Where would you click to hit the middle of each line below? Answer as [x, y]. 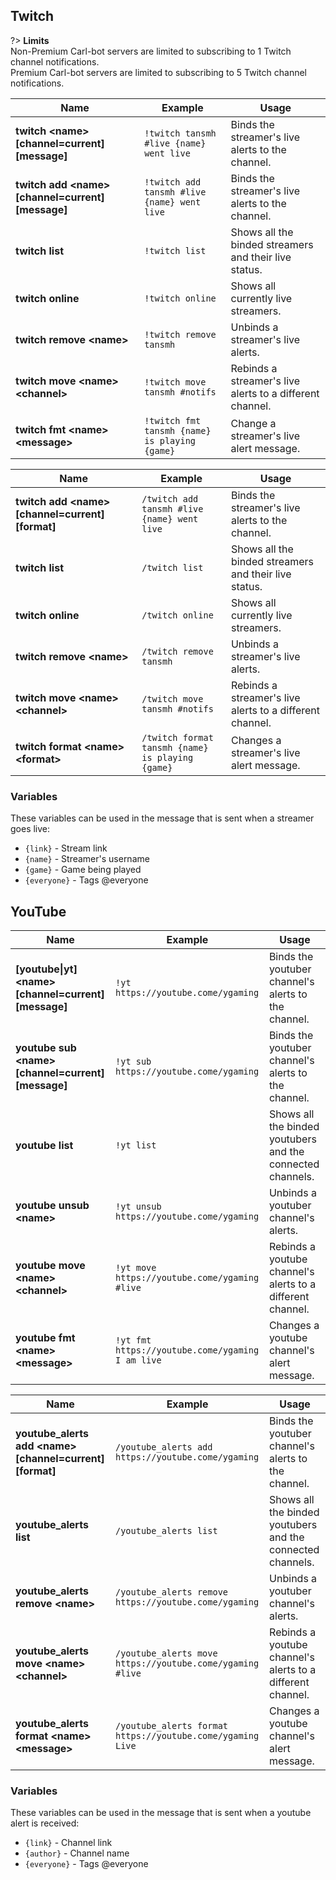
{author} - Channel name [77, 1853]
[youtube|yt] [46, 969]
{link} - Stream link [66, 848]
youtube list [44, 1145]
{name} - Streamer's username [87, 859]
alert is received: [45, 1823]
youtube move [50, 1265]
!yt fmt [133, 1340]
